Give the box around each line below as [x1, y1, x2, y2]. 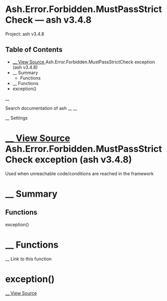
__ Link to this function [5, 256, 52, 262]
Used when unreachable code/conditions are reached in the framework [5, 170, 154, 177]
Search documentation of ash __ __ [5, 105, 77, 111]
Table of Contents [5, 45, 63, 54]
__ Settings [5, 115, 28, 121]
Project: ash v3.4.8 [5, 31, 44, 37]
